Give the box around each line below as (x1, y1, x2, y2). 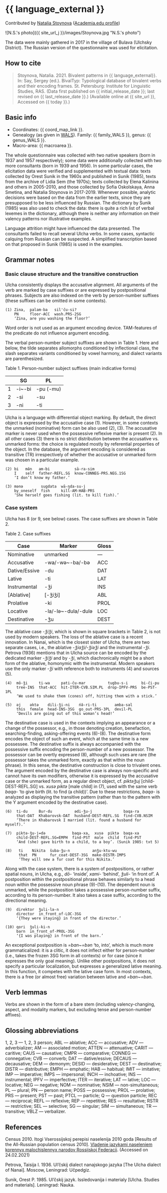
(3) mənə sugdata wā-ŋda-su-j (5, 484, 86, 489)
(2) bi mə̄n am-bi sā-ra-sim (5, 467, 95, 472)
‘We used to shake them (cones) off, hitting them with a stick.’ (16, 693, 157, 698)
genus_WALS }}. (12, 137, 46, 143)
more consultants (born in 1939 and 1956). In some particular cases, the (5, 163, 153, 169)
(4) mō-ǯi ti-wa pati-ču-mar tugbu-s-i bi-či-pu (5, 681, 160, 685)
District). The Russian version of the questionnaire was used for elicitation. (5, 44, 159, 50)
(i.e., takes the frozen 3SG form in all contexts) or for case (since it (5, 952, 142, 958)
